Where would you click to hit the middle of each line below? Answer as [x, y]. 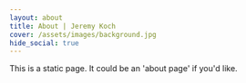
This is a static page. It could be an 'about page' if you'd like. [124, 69]
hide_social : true [44, 43]
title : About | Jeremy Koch [63, 26]
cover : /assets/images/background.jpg [83, 34]
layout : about [36, 18]
